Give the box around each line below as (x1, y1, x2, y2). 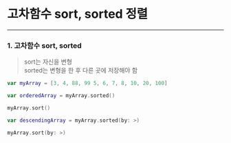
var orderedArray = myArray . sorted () (7, 92, 115, 99)
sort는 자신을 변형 (23, 57, 72, 66)
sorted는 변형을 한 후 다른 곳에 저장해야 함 (23, 66, 138, 75)
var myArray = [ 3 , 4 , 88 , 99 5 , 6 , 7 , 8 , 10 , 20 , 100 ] (7, 80, 168, 87)
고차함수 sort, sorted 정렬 (7, 6, 148, 22)
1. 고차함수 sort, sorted (7, 40, 82, 50)
